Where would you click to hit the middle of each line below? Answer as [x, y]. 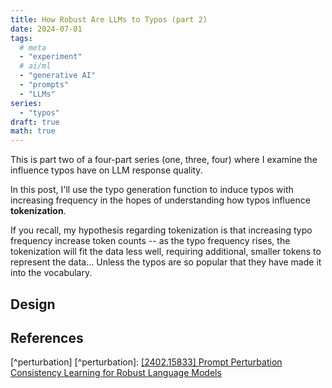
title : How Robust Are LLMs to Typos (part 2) [109, 19]
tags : [21, 38]
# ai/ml [35, 66]
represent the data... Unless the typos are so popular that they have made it [166, 262]
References [47, 337]
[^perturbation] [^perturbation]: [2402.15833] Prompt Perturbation [146, 362]
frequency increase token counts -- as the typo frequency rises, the [150, 241]
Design [33, 304]
